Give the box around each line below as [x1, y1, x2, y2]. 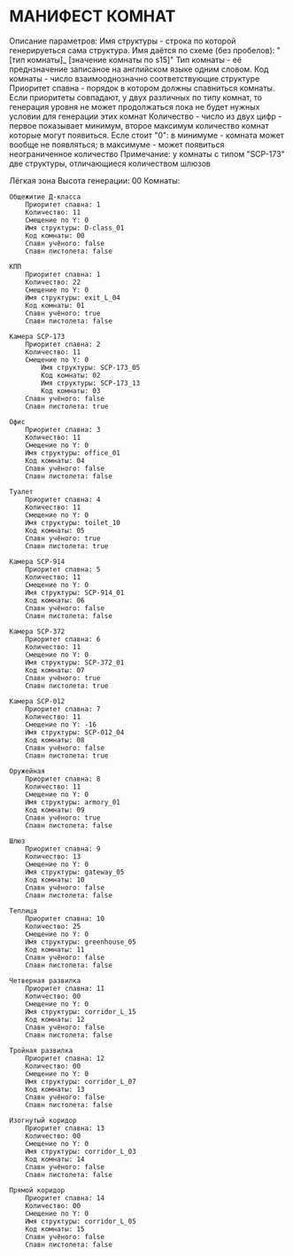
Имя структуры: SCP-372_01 [25, 658, 125, 667]
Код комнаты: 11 [25, 945, 86, 954]
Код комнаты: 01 [25, 301, 86, 310]
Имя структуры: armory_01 [25, 797, 121, 806]
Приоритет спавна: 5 [25, 565, 101, 574]
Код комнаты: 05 [25, 526, 86, 535]
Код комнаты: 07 [25, 665, 86, 675]
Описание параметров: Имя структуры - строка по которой [9, 35, 236, 46]
